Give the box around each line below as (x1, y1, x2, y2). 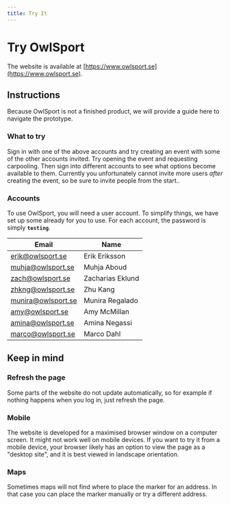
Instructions (7, 89, 60, 101)
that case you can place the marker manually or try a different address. (7, 490, 207, 498)
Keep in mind (7, 352, 64, 364)
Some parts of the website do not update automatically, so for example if (7, 388, 212, 397)
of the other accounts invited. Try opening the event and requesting (7, 155, 199, 163)
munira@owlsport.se (10, 296, 77, 305)
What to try (7, 131, 46, 141)
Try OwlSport (7, 39, 85, 55)
